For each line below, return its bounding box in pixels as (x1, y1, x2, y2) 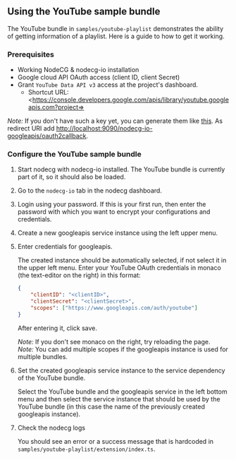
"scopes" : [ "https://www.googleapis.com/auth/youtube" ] (30, 305, 198, 312)
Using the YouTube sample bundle (7, 6, 161, 18)
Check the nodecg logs (17, 423, 86, 432)
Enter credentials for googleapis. (17, 243, 113, 251)
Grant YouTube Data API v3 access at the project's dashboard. (17, 80, 199, 89)
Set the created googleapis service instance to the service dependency (17, 366, 225, 375)
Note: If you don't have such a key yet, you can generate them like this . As (7, 116, 223, 126)
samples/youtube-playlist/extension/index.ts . (17, 444, 156, 453)
